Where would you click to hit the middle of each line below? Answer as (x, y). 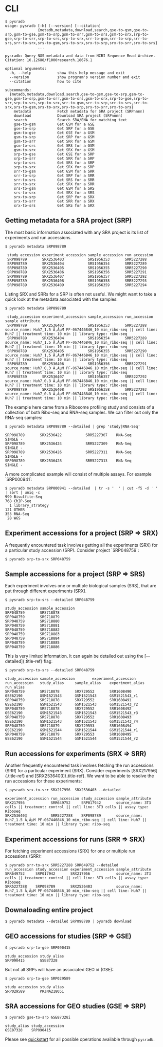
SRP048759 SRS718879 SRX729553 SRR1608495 (68, 735)
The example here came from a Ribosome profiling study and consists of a (80, 407)
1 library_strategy (29, 505)
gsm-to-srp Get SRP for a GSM (54, 137)
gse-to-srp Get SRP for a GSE (54, 128)
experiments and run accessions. (38, 237)
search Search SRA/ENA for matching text (71, 120)
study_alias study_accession (35, 1026)
